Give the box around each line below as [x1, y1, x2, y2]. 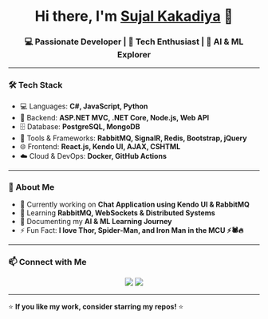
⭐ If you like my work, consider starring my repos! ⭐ [8, 302, 184, 312]
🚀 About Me [8, 181, 55, 192]
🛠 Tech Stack [8, 80, 63, 91]
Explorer [116, 49, 152, 61]
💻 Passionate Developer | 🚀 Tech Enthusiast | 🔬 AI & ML [24, 36, 244, 47]
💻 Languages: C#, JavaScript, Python [19, 101, 148, 111]
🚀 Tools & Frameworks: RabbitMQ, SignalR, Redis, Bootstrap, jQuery [19, 133, 247, 143]
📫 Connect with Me [8, 257, 87, 267]
